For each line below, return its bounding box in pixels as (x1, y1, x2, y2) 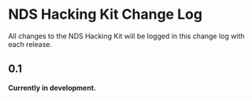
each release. (8, 39, 53, 48)
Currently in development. (8, 83, 97, 92)
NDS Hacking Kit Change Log (8, 5, 203, 23)
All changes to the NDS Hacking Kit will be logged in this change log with (8, 31, 245, 41)
